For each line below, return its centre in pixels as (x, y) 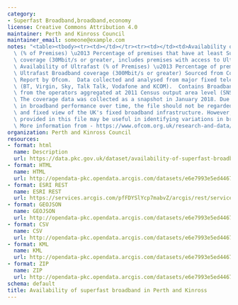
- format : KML (28, 244)
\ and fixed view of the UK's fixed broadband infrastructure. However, (123, 113)
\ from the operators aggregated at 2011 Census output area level (115, 93)
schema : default (31, 284)
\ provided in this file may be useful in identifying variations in (118, 119)
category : (22, 14)
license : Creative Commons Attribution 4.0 (73, 27)
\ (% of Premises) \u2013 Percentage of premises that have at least (118, 54)
